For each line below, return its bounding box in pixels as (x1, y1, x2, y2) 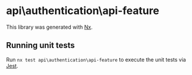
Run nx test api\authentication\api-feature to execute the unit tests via (6, 56, 186, 63)
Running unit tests (6, 40, 75, 50)
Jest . (6, 62, 19, 69)
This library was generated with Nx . (6, 23, 93, 30)
